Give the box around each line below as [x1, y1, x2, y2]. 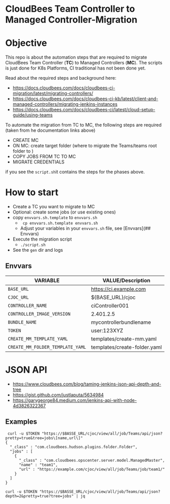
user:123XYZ [91, 327, 124, 334]
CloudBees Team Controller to [5, 3, 135, 15]
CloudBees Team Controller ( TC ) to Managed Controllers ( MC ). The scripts [5, 60, 163, 66]
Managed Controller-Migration [5, 14, 137, 26]
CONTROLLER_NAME [8, 302, 47, 308]
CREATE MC [12, 137, 39, 143]
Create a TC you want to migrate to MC [12, 204, 95, 210]
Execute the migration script [12, 236, 72, 243]
